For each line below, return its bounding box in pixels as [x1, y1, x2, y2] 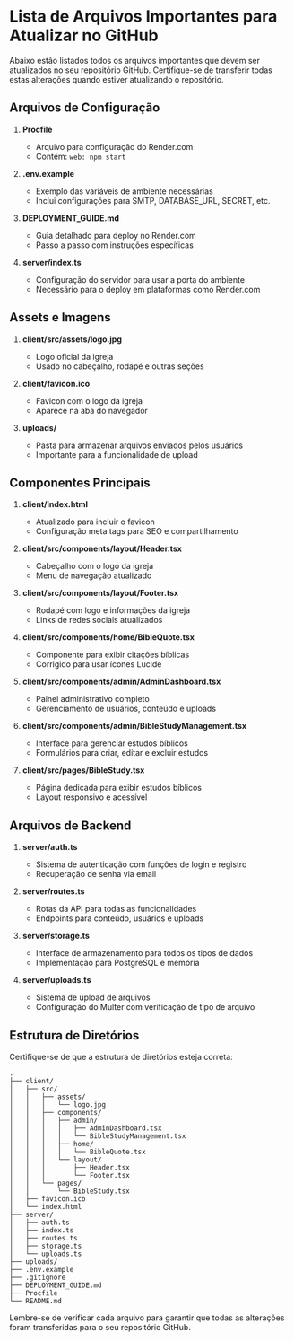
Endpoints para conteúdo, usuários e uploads [35, 913, 204, 924]
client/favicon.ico [22, 378, 91, 389]
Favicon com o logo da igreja [35, 395, 143, 406]
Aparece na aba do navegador [35, 405, 148, 416]
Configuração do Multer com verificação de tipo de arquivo [35, 1002, 255, 1012]
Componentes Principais [9, 475, 151, 490]
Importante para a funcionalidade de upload [35, 449, 199, 460]
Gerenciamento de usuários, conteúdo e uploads [35, 703, 217, 714]
